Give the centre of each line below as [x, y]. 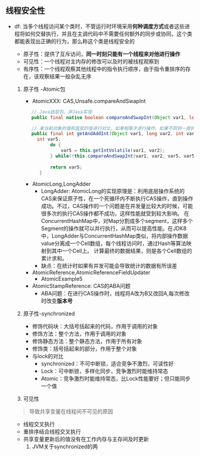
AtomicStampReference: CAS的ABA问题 [81, 286]
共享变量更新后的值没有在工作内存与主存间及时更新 [86, 439]
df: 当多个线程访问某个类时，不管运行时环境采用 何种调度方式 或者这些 [99, 26]
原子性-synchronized [49, 314]
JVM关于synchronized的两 [65, 446]
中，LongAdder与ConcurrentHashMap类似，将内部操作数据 [115, 236]
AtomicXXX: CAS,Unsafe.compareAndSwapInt [89, 101]
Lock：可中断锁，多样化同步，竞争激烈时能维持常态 [104, 371]
